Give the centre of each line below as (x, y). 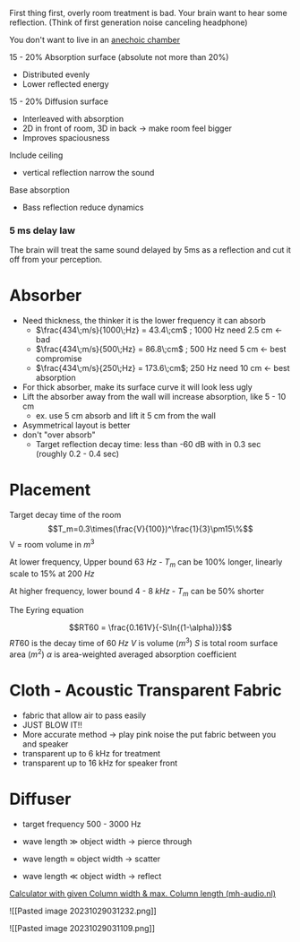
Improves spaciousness (66, 138)
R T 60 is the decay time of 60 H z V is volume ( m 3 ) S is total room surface (144, 643)
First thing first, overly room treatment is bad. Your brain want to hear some (149, 13)
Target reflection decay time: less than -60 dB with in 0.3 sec (148, 445)
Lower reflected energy (65, 84)
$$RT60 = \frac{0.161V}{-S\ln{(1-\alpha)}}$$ (150, 627)
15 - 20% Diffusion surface (59, 101)
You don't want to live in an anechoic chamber (95, 40)
